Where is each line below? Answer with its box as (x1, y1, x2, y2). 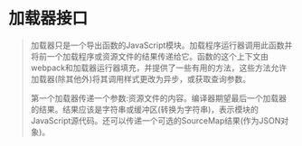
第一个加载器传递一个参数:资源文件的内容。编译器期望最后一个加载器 (30, 92, 287, 104)
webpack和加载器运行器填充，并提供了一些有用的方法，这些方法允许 (30, 62, 287, 73)
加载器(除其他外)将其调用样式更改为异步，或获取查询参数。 (30, 73, 251, 84)
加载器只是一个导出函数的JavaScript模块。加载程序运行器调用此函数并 (30, 40, 293, 50)
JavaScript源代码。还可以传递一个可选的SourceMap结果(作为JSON (30, 114, 281, 126)
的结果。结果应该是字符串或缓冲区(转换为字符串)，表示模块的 (30, 104, 260, 114)
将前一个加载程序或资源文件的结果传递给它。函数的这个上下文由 (30, 50, 269, 61)
